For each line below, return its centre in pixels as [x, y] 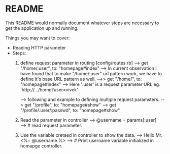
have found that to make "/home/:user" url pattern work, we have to [91, 73]
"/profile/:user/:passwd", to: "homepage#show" [70, 110]
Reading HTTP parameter [39, 47]
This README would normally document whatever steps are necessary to [82, 23]
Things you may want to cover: [38, 38]
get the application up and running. [42, 28]
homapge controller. [41, 146]
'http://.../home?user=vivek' [49, 89]
